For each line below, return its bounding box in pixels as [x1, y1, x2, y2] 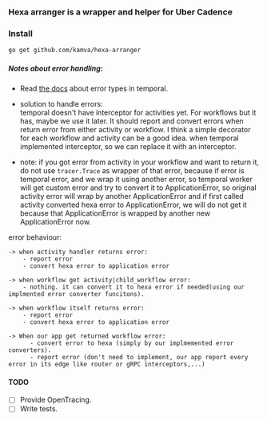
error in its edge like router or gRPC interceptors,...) [8, 360, 205, 369]
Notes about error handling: [8, 63, 104, 73]
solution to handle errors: [19, 99, 103, 109]
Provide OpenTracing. [19, 395, 92, 405]
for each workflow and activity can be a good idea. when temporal [19, 133, 239, 143]
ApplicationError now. [19, 217, 92, 227]
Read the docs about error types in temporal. [19, 83, 169, 94]
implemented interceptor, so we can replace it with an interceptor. [19, 142, 237, 152]
